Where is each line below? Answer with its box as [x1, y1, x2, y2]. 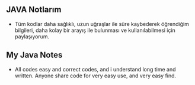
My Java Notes [6, 50, 63, 60]
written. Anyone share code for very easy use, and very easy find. [14, 72, 177, 79]
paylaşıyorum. [14, 32, 49, 40]
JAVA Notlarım [6, 5, 62, 15]
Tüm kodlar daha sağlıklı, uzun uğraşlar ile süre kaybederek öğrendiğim [14, 20, 190, 27]
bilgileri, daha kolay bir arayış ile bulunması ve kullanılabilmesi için [14, 27, 176, 34]
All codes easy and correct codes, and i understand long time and [14, 66, 176, 73]
